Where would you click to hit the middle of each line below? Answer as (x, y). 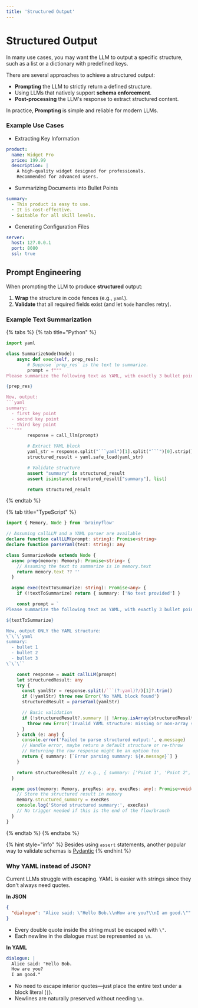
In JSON (16, 897)
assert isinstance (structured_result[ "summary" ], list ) (97, 479)
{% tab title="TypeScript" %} (41, 512)
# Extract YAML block (54, 446)
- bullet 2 (25, 653)
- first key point (34, 413)
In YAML (17, 947)
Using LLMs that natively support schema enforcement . (83, 93)
